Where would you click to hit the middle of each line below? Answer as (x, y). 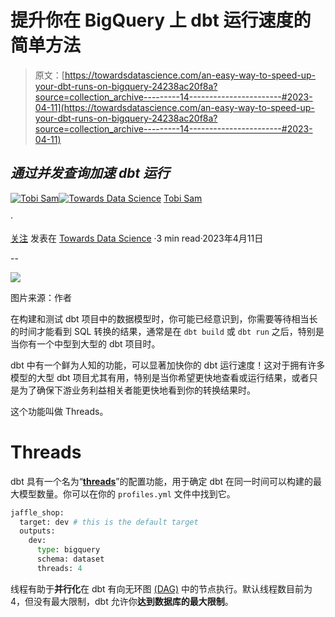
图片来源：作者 (41, 297)
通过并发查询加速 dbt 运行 (90, 173)
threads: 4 (59, 568)
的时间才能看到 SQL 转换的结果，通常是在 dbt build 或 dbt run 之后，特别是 (167, 331)
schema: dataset (70, 559)
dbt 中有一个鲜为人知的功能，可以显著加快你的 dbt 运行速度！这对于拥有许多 (168, 365)
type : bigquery (68, 550)
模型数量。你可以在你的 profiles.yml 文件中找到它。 (127, 493)
